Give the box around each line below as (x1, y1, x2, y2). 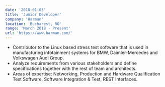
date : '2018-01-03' (5, 7, 46, 12)
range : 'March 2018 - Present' (5, 26, 71, 31)
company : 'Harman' (5, 16, 44, 21)
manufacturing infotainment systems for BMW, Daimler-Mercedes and (12, 49, 158, 55)
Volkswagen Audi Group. (12, 55, 64, 60)
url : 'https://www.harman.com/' (5, 30, 73, 35)
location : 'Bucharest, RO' (5, 21, 62, 26)
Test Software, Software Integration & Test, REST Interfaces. (12, 76, 138, 82)
